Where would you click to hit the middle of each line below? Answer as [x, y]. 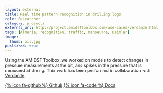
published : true [21, 46]
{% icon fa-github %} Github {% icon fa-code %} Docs [60, 85]
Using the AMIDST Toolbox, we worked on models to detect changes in [77, 60]
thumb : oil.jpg [25, 42]
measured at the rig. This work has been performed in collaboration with [78, 70]
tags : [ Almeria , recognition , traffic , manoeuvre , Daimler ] [68, 32]
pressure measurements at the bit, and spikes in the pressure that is [73, 65]
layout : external [23, 10]
